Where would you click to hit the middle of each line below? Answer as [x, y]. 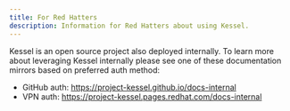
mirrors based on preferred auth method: [85, 70]
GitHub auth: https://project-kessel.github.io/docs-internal [129, 87]
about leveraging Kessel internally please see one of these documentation [145, 60]
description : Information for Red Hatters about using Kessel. [129, 26]
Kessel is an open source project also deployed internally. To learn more [142, 51]
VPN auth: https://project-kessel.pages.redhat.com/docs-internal [142, 96]
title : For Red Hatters [54, 17]
